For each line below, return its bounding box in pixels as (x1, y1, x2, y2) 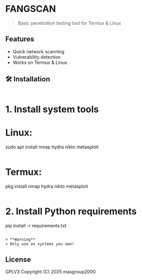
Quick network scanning (12, 48, 65, 54)
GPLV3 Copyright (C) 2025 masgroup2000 (5, 269, 96, 275)
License (5, 255, 31, 264)
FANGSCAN (5, 3, 56, 15)
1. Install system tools (5, 103, 99, 115)
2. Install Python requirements (5, 205, 137, 217)
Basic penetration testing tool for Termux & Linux (17, 20, 121, 26)
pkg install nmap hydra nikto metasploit (5, 183, 88, 189)
